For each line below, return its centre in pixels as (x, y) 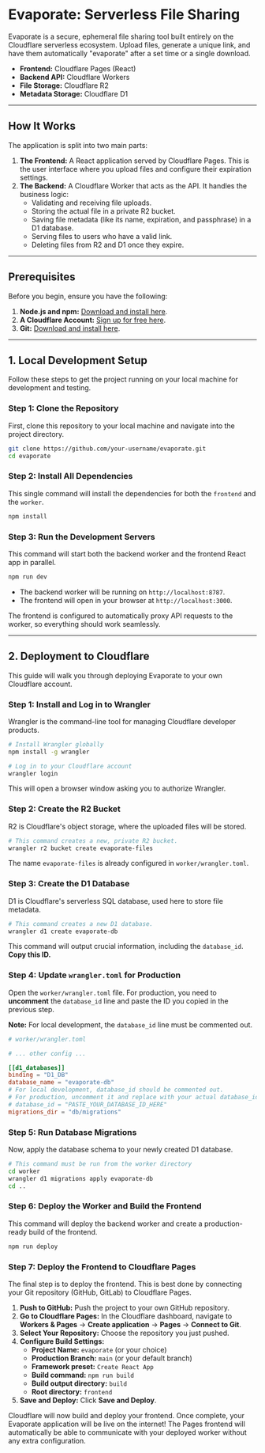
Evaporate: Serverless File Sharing (124, 15)
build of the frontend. (63, 1231)
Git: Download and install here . (70, 328)
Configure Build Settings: (62, 1341)
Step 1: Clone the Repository (63, 408)
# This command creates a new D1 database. (81, 924)
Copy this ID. (30, 954)
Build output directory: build (79, 1383)
